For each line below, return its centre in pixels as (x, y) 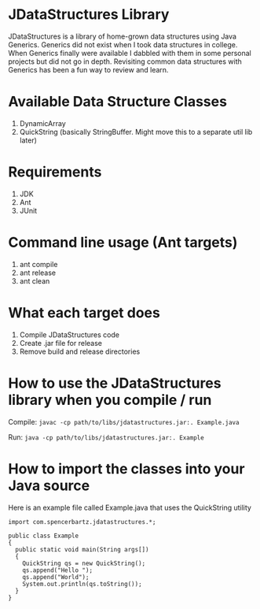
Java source (49, 485)
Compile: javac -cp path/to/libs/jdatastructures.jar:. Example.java (124, 421)
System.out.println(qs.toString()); (82, 584)
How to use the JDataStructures (115, 383)
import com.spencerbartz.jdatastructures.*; (82, 522)
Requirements (55, 172)
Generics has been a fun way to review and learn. (88, 69)
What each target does (84, 312)
